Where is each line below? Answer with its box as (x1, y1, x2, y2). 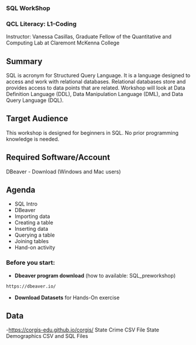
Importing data (14, 213, 50, 220)
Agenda (6, 185, 36, 195)
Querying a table (14, 231, 55, 238)
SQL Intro (14, 200, 38, 207)
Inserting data (14, 226, 49, 233)
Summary (6, 56, 43, 66)
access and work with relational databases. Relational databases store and (6, 78, 186, 86)
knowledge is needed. (6, 135, 60, 142)
